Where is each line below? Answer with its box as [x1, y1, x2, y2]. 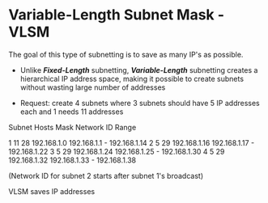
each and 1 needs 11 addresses [19, 107, 124, 116]
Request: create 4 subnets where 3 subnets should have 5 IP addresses [19, 98, 261, 108]
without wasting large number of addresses [19, 82, 166, 92]
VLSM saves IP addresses [8, 186, 96, 196]
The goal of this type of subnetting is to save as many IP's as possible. [8, 49, 244, 59]
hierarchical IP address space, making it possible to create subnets [19, 74, 245, 83]
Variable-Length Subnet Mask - [8, 6, 225, 24]
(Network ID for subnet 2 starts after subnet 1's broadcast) [8, 171, 204, 180]
